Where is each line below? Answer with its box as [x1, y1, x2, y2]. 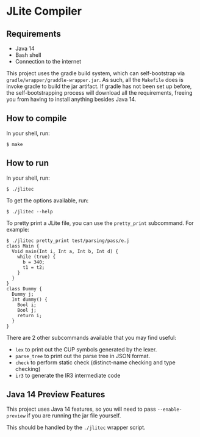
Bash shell [15, 51, 41, 59]
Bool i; [17, 301, 37, 308]
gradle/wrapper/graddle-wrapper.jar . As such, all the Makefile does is [6, 76, 184, 83]
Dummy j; [12, 291, 34, 297]
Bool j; [17, 307, 37, 313]
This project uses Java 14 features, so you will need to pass [6, 405, 157, 413]
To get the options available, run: [6, 197, 89, 204]
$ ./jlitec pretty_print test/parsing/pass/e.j [6, 237, 130, 244]
